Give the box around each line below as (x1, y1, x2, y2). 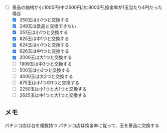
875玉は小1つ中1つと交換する (19, 79, 80, 85)
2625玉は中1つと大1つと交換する (19, 92, 87, 98)
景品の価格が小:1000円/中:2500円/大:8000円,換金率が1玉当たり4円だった (12, 4, 162, 10)
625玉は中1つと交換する (19, 35, 69, 41)
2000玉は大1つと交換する (19, 54, 72, 60)
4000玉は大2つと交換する (19, 73, 73, 79)
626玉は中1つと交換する (19, 48, 70, 54)
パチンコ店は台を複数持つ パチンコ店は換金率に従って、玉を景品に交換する (5, 122, 159, 128)
